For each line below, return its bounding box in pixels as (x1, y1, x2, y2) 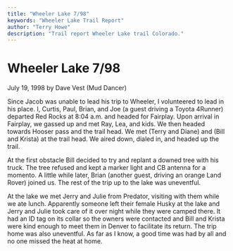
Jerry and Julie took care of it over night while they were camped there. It (7, 207, 221, 216)
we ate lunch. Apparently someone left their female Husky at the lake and (7, 200, 220, 208)
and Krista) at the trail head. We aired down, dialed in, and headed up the (7, 135, 220, 143)
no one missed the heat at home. (7, 237, 103, 245)
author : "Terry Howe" (7, 23, 71, 30)
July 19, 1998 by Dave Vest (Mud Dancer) (7, 84, 127, 92)
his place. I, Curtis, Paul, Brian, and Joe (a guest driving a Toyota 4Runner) (7, 105, 224, 114)
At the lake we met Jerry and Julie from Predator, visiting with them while (7, 192, 220, 201)
